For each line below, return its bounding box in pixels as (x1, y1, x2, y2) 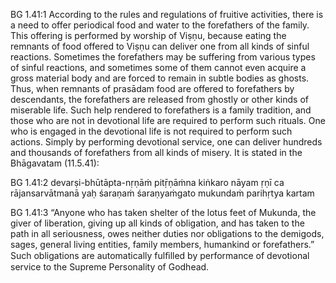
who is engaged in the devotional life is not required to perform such (10, 125, 293, 137)
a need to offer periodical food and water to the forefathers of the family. (10, 19, 310, 31)
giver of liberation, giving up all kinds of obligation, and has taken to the (10, 217, 305, 229)
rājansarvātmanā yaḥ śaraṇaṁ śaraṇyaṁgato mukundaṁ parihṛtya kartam (10, 187, 315, 199)
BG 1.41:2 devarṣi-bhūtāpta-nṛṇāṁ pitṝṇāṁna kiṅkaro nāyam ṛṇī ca (10, 177, 285, 188)
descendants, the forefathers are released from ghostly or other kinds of (10, 94, 309, 105)
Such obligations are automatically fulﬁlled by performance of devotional (10, 250, 310, 261)
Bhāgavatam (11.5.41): (10, 157, 100, 169)
